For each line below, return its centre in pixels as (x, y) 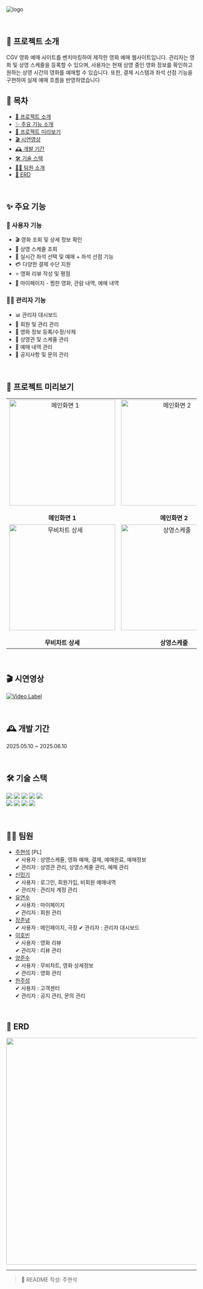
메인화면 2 (174, 518)
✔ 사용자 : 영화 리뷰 (38, 942)
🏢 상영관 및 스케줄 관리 (42, 339)
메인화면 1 (62, 518)
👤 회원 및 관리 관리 (37, 324)
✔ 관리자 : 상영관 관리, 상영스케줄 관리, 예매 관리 (72, 867)
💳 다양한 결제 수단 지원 (43, 264)
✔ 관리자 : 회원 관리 (38, 912)
